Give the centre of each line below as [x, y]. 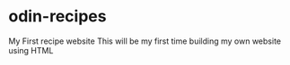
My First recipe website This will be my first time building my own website [145, 41]
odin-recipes [57, 16]
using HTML [31, 50]
